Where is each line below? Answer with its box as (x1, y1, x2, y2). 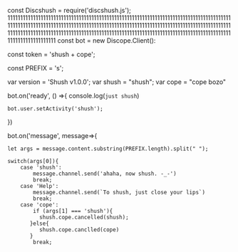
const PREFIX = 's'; (7, 64, 64, 72)
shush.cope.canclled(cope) (38, 226, 120, 233)
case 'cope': (20, 201, 59, 209)
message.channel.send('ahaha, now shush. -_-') (33, 170, 177, 177)
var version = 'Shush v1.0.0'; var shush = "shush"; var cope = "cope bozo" (7, 78, 227, 86)
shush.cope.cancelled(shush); (38, 214, 130, 221)
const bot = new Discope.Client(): (57, 36, 156, 45)
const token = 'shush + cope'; (7, 50, 95, 58)
